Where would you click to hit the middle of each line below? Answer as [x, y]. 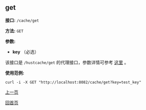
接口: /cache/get [22, 20]
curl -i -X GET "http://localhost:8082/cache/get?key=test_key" [73, 82]
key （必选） [26, 52]
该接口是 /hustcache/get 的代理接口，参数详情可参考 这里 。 [67, 62]
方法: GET [14, 31]
